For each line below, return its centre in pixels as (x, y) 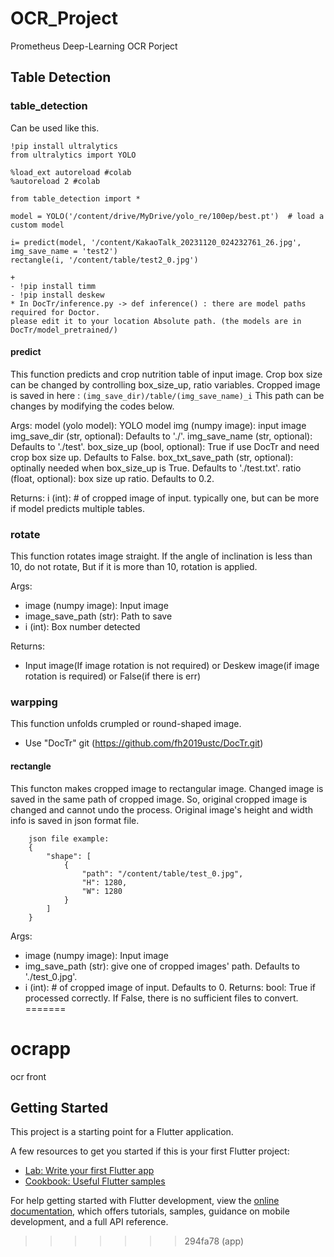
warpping (34, 702)
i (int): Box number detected (82, 627)
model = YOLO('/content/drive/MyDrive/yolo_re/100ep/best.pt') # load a (167, 216)
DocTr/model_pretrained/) (64, 330)
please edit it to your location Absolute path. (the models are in (156, 321)
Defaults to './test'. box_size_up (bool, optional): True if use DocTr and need (165, 446)
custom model (37, 225)
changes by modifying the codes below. (92, 406)
